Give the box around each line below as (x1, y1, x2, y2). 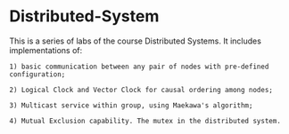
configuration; (9, 69, 66, 79)
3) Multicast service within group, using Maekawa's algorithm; (9, 100, 253, 110)
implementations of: (9, 44, 83, 55)
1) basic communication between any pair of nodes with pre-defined (9, 62, 269, 71)
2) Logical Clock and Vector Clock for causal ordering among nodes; (9, 85, 274, 94)
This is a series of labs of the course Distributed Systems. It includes (9, 35, 261, 46)
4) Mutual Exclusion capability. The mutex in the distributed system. (9, 116, 281, 125)
